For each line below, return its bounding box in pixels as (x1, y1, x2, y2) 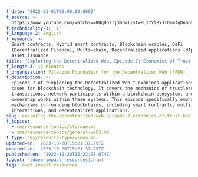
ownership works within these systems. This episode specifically (11, 96, 178, 102)
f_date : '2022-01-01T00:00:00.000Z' (6, 8, 96, 15)
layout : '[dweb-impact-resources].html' (6, 157, 107, 163)
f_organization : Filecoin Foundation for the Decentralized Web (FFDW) (6, 69, 186, 75)
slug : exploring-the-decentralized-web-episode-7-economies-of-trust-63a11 (6, 113, 196, 119)
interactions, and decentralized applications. (11, 107, 131, 113)
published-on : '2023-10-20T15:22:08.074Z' (6, 151, 112, 157)
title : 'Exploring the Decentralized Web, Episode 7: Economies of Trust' (6, 58, 194, 64)
